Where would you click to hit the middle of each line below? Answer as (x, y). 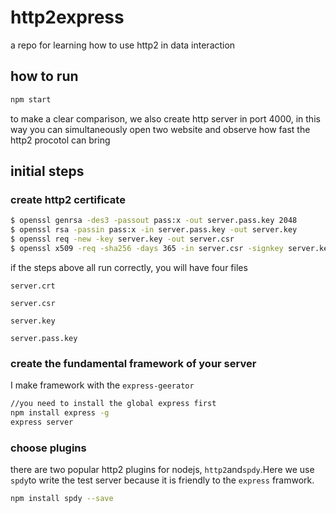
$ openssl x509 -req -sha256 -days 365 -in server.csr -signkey (147, 248)
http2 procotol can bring (60, 140)
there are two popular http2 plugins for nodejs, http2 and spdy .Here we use (162, 470)
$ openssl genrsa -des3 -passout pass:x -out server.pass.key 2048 (154, 221)
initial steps (47, 171)
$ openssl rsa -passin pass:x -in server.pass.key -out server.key (154, 230)
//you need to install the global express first (113, 404)
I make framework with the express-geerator (102, 385)
